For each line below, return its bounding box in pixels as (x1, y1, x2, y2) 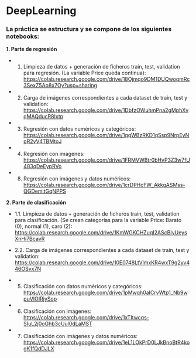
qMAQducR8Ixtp (23, 113, 64, 120)
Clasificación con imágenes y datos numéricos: (23, 333, 138, 340)
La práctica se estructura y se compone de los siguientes (6, 25, 172, 33)
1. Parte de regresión (6, 46, 57, 53)
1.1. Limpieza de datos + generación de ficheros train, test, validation (14, 210, 180, 217)
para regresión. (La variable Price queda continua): (23, 69, 146, 77)
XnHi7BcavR (14, 236, 45, 243)
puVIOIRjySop (23, 295, 57, 302)
